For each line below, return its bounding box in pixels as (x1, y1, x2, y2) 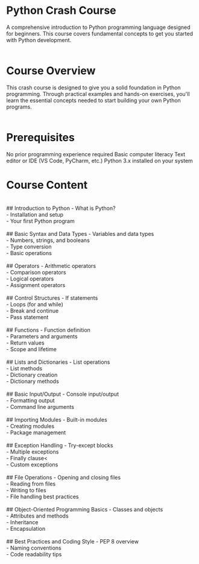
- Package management (6, 429, 66, 436)
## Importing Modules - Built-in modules (6, 416, 107, 423)
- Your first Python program (6, 217, 75, 224)
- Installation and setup (6, 211, 64, 218)
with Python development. (6, 36, 72, 43)
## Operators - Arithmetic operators (6, 262, 96, 269)
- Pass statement (6, 313, 49, 320)
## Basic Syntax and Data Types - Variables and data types (6, 230, 154, 237)
